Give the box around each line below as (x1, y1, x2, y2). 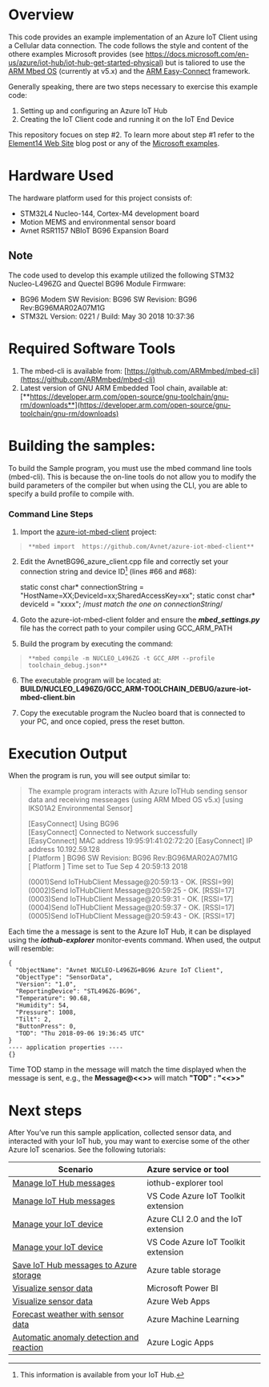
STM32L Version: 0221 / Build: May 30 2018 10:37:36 (19, 311, 195, 321)
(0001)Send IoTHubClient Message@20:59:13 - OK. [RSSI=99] (27, 877, 234, 887)
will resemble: (8, 944, 54, 954)
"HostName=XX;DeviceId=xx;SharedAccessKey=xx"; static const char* (19, 590, 255, 600)
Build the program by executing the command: (19, 639, 174, 648)
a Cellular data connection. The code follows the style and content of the (8, 40, 249, 50)
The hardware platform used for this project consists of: (8, 193, 193, 202)
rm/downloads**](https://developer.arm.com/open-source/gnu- (19, 399, 231, 410)
